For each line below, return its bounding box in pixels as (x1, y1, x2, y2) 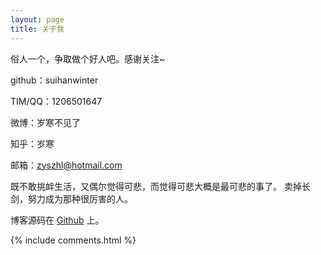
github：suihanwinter (10, 74, 99, 86)
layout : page (10, 14, 65, 25)
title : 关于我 (10, 24, 65, 34)
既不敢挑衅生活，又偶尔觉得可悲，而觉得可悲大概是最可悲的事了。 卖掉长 (10, 180, 311, 192)
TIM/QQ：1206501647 (10, 95, 103, 107)
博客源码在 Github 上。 (10, 214, 105, 226)
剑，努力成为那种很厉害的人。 (10, 192, 133, 205)
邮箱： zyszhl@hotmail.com (10, 159, 123, 171)
